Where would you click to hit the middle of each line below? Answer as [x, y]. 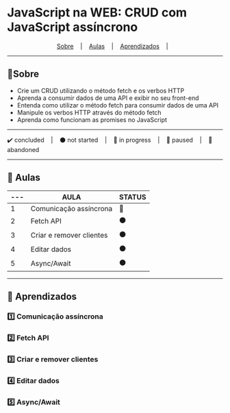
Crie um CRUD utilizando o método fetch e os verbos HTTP [101, 90]
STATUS [132, 197]
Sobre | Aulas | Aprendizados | [113, 46]
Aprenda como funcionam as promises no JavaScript [92, 120]
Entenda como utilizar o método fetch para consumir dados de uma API [118, 105]
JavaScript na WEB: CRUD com [97, 13]
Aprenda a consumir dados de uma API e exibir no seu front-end [108, 98]
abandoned [23, 149]
